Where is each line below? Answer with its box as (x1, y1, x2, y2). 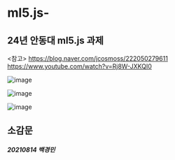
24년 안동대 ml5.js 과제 (7, 34, 104, 46)
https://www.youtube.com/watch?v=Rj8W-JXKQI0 (7, 62, 152, 71)
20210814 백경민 (7, 145, 56, 154)
